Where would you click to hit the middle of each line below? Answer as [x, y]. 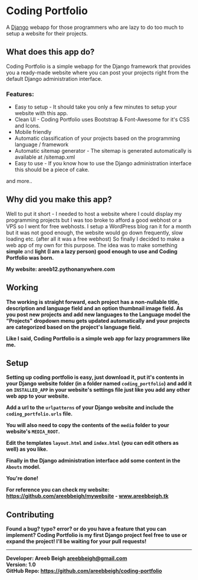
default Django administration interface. [54, 78]
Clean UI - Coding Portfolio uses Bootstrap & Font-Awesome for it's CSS [102, 120]
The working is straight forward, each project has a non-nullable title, [93, 302]
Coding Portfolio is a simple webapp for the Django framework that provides [98, 66]
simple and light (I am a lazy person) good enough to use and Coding [92, 251]
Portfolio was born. [30, 257]
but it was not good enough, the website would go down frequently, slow [95, 232]
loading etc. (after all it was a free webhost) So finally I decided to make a [95, 239]
